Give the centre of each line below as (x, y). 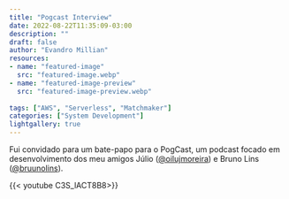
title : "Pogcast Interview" (61, 17)
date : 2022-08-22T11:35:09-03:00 (71, 26)
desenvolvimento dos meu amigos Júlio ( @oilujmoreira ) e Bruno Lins (134, 159)
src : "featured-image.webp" (69, 75)
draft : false (33, 42)
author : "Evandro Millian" (59, 50)
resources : (29, 58)
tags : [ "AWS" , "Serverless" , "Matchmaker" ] (91, 108)
